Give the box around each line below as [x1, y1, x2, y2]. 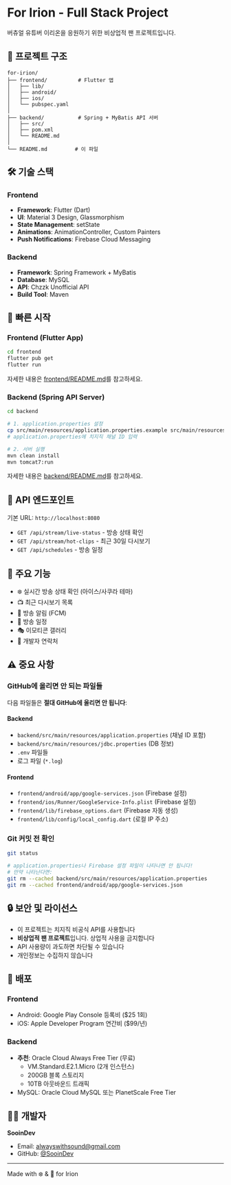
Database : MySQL [16, 275, 70, 283]
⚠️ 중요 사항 [7, 659, 54, 670]
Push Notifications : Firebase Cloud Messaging [16, 235, 151, 243]
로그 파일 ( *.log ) [16, 757, 63, 765]
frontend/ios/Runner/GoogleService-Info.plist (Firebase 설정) [16, 798, 197, 806]
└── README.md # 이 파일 [7, 146, 98, 152]
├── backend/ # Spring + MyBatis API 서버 [7, 114, 159, 121]
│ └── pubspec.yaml [7, 101, 69, 108]
